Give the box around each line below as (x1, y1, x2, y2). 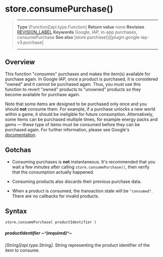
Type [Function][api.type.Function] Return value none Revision (16, 24, 145, 30)
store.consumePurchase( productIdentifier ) (5, 220, 97, 225)
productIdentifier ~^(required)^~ (5, 230, 72, 236)
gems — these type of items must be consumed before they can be (5, 121, 140, 127)
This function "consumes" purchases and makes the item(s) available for (5, 71, 151, 77)
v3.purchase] (16, 39, 44, 45)
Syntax (5, 207, 27, 215)
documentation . (5, 132, 37, 138)
